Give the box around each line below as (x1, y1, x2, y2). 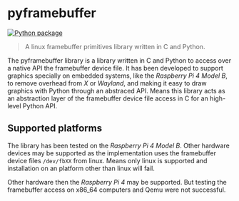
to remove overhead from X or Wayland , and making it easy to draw (7, 78, 207, 87)
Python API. (22, 101, 58, 110)
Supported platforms (7, 123, 102, 135)
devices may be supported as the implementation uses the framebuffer (7, 148, 216, 158)
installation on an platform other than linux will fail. (7, 164, 156, 172)
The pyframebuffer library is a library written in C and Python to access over (7, 56, 232, 65)
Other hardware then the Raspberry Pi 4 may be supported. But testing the (7, 177, 227, 186)
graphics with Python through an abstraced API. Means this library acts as (7, 86, 226, 95)
